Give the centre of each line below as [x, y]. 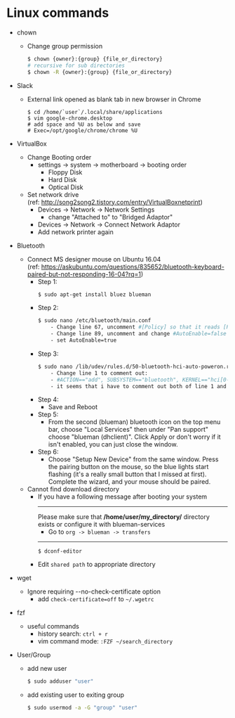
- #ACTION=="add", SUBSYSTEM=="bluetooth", [115, 380]
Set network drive [53, 194]
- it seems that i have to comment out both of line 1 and [139, 386]
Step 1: [47, 281]
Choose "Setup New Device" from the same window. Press [133, 459]
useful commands [53, 627]
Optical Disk [66, 187]
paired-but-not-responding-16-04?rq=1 [84, 274]
